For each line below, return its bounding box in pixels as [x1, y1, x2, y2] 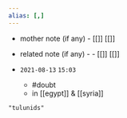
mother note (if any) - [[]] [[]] [19, 33, 116, 43]
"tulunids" [8, 104, 45, 112]
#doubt [31, 80, 56, 89]
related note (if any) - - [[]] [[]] [19, 49, 120, 58]
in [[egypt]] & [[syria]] [31, 88, 104, 98]
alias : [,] [8, 11, 45, 20]
